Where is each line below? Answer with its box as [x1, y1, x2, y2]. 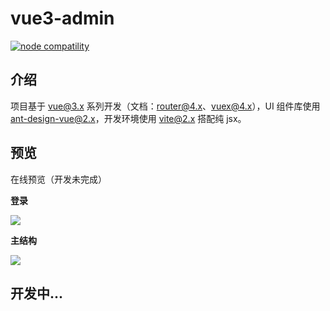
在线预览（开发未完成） [10, 173, 107, 185]
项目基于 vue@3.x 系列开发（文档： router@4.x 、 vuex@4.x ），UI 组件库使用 [10, 100, 321, 112]
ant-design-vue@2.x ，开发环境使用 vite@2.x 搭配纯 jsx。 [10, 112, 247, 124]
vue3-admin [10, 7, 115, 30]
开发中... [10, 285, 64, 302]
